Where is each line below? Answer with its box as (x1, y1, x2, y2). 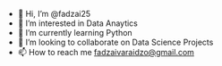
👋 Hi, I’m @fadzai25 (17, 9, 91, 19)
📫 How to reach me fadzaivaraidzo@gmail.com (17, 47, 195, 57)
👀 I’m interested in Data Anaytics (17, 18, 139, 29)
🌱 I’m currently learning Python (17, 28, 132, 37)
